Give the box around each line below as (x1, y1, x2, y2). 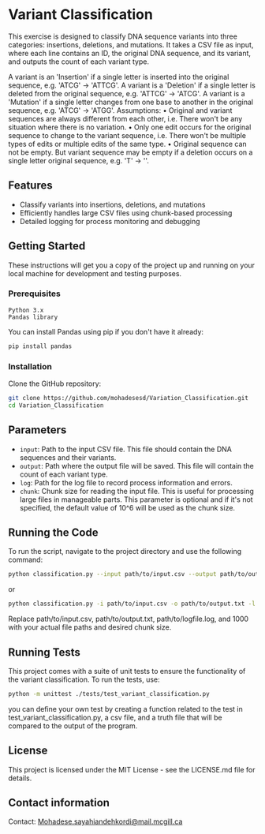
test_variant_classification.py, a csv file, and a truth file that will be (8, 712, 222, 722)
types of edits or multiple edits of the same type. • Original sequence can (8, 139, 247, 148)
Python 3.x (8, 306, 44, 314)
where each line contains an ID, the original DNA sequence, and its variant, (8, 48, 251, 58)
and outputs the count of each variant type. (8, 57, 150, 66)
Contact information (8, 796, 110, 810)
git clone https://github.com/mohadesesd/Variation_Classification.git (8, 395, 248, 402)
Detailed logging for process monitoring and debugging (19, 216, 200, 226)
